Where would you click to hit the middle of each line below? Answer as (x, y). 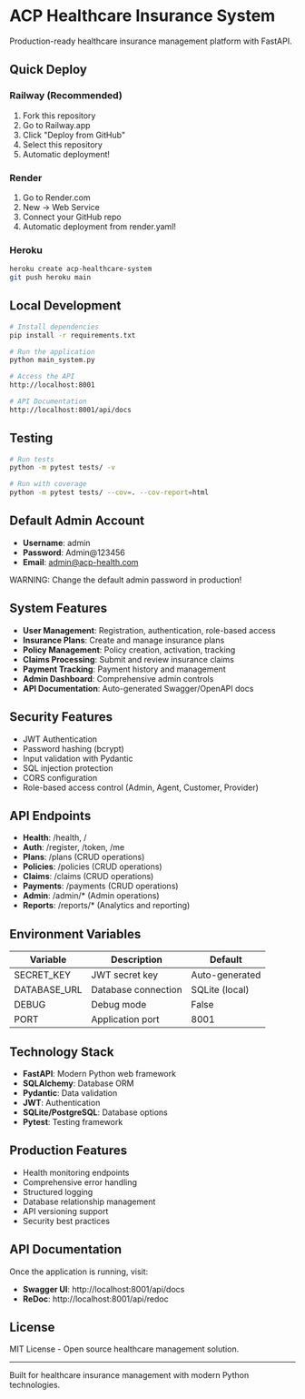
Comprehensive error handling (80, 1182)
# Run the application (52, 351)
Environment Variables (75, 934)
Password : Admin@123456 (74, 553)
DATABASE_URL (48, 990)
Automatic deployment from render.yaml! (99, 226)
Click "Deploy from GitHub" (74, 135)
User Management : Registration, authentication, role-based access (149, 630)
